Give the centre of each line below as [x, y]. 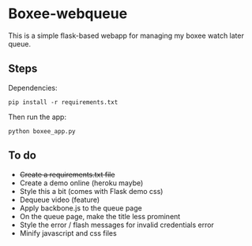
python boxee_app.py [42, 131]
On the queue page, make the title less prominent [100, 216]
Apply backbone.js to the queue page [81, 208]
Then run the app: [38, 117]
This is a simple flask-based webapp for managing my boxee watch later [126, 35]
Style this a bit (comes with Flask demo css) [91, 191]
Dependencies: [33, 88]
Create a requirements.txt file [67, 174]
